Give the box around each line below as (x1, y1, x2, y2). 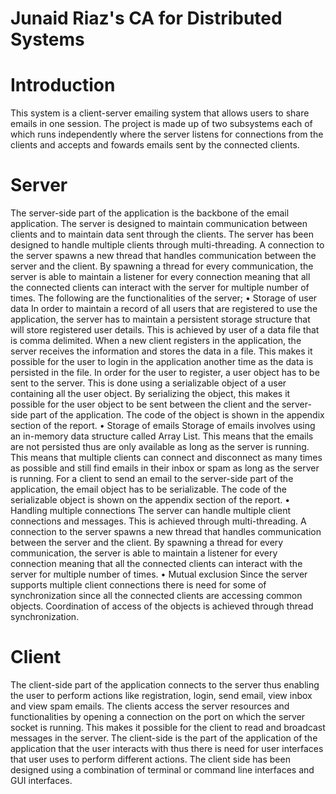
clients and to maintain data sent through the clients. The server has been (10, 228, 314, 241)
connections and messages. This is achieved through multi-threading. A (10, 515, 307, 527)
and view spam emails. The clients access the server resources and (10, 700, 290, 712)
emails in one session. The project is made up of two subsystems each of (10, 118, 313, 130)
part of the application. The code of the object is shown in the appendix (29, 409, 325, 421)
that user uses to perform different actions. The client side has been (10, 753, 291, 765)
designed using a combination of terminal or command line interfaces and (10, 764, 315, 776)
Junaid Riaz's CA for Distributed (10, 7, 283, 30)
